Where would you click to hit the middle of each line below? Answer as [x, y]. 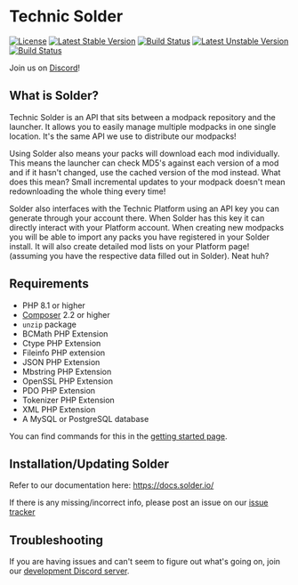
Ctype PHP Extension [61, 343]
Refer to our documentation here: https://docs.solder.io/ [112, 485]
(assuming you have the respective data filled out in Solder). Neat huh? [139, 256]
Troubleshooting [56, 540]
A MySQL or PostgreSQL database [85, 418]
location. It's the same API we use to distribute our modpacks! [123, 136]
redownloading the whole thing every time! [88, 191]
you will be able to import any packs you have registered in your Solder [139, 237]
